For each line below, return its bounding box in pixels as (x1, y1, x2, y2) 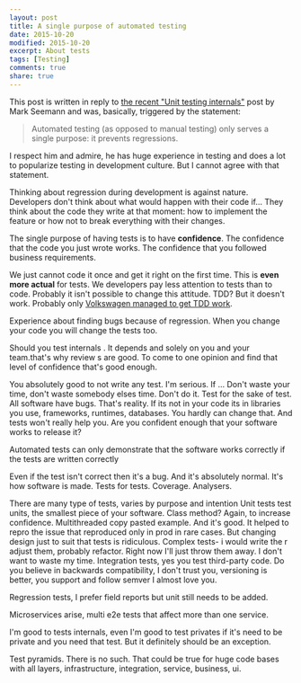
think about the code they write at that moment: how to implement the (9, 206, 268, 217)
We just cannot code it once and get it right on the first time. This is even (9, 269, 279, 279)
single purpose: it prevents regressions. (31, 132, 179, 144)
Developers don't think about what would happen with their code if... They (9, 196, 284, 207)
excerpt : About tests (9, 47, 91, 56)
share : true (9, 72, 54, 81)
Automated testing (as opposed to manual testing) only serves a (31, 123, 270, 134)
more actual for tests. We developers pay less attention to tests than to (9, 279, 272, 289)
